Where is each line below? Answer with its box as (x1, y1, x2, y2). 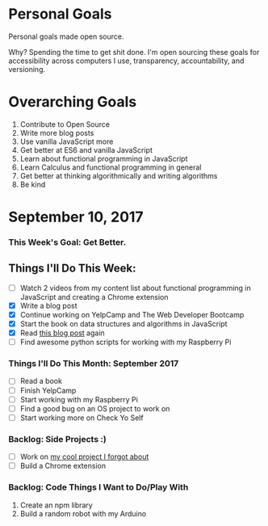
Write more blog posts (19, 128, 94, 137)
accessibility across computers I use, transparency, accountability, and (8, 56, 245, 65)
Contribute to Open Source (19, 119, 111, 129)
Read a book (19, 377, 63, 386)
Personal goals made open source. (8, 32, 124, 41)
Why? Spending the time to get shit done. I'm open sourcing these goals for (8, 47, 260, 57)
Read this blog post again (19, 328, 105, 338)
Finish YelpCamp (19, 385, 77, 395)
